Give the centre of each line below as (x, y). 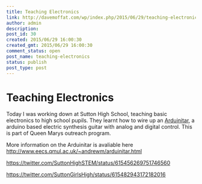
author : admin (24, 23)
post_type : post (26, 68)
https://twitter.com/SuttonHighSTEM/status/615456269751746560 (88, 163)
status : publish (26, 62)
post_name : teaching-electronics (48, 57)
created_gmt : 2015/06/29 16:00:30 (50, 46)
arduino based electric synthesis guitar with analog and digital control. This (99, 127)
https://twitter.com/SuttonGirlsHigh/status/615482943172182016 (86, 174)
